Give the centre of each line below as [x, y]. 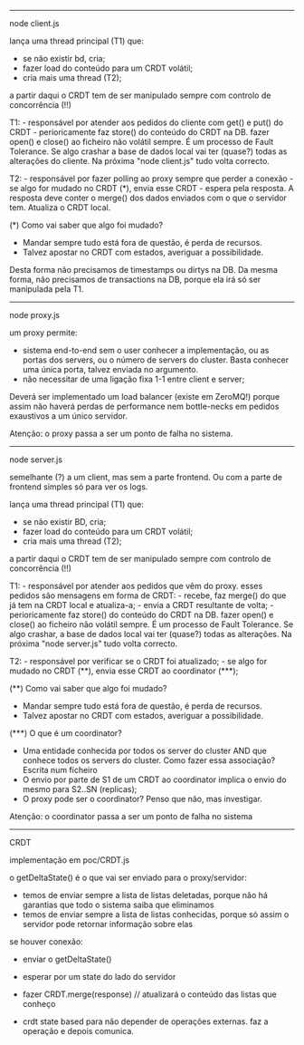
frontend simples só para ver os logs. [79, 487]
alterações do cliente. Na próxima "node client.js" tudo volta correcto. [139, 161]
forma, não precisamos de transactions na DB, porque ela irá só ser [135, 279]
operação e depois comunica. [78, 1031]
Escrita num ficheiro [60, 770]
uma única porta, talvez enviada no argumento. [110, 369]
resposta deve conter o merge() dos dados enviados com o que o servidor [148, 198]
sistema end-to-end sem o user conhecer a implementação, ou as [146, 350]
